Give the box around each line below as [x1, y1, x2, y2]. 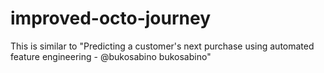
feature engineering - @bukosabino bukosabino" [10, 50, 212, 62]
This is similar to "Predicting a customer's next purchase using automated [10, 40, 315, 52]
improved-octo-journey [10, 7, 212, 30]
